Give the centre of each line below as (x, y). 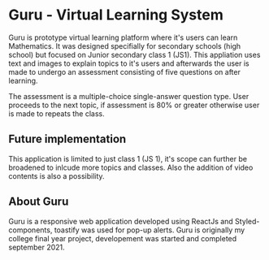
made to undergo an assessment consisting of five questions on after (125, 71)
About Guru (39, 202)
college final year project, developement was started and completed (123, 238)
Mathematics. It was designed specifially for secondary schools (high (125, 45)
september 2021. (37, 247)
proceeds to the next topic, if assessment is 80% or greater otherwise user (134, 105)
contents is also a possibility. (56, 175)
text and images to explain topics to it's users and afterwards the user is (129, 63)
